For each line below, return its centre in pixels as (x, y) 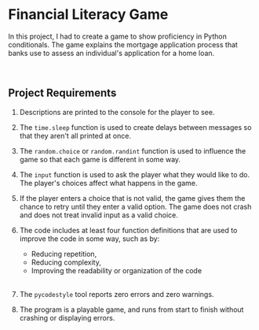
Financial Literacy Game (88, 15)
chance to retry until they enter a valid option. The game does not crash (135, 206)
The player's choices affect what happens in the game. (108, 183)
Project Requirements (62, 93)
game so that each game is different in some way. (100, 159)
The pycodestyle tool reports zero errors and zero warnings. (117, 294)
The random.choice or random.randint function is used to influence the (133, 150)
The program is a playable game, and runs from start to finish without (131, 310)
